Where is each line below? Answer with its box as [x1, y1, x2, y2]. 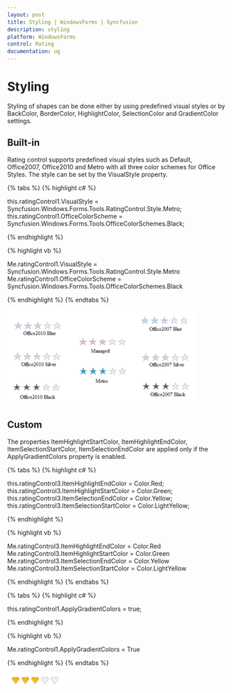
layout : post [7, 11, 45, 18]
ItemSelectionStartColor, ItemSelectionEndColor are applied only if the [7, 444, 208, 453]
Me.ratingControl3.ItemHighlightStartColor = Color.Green [7, 549, 170, 557]
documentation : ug [7, 48, 60, 55]
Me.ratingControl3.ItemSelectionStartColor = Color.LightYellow [7, 564, 187, 573]
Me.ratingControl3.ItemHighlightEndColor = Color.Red [7, 542, 161, 550]
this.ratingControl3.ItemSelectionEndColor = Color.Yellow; [7, 494, 173, 502]
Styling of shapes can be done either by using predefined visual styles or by [7, 102, 226, 110]
